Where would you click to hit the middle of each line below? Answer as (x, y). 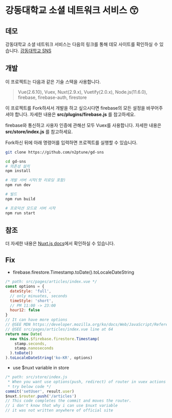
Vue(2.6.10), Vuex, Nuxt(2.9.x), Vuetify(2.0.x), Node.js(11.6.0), (82, 92)
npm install (18, 171)
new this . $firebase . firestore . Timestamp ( (55, 339)
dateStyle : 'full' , (31, 291)
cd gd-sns (16, 161)
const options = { (25, 287)
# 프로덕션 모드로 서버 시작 (30, 208)
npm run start (20, 213)
